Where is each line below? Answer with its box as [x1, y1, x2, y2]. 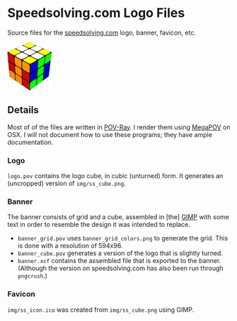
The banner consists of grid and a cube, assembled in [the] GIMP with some [7, 213, 230, 221]
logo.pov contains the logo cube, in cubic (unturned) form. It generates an [7, 172, 224, 180]
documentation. [7, 138, 54, 146]
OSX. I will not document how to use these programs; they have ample [7, 130, 212, 139]
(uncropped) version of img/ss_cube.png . [7, 179, 126, 188]
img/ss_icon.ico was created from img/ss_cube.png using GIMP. [7, 305, 195, 314]
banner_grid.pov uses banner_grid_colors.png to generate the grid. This [17, 234, 229, 243]
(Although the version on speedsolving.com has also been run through [17, 264, 224, 273]
